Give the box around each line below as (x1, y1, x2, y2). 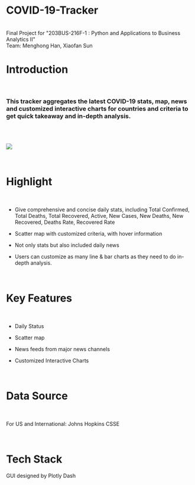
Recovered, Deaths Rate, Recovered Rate (14, 219, 115, 226)
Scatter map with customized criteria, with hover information (14, 230, 162, 237)
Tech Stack (6, 452, 63, 466)
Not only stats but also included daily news (14, 242, 119, 249)
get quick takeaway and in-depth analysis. (6, 112, 131, 120)
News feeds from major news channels (14, 346, 110, 353)
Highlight (6, 175, 53, 188)
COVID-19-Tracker (6, 4, 99, 17)
